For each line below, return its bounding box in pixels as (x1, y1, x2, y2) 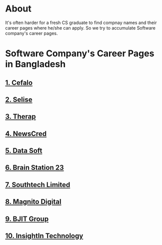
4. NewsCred (5, 129, 46, 138)
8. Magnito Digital (5, 197, 61, 206)
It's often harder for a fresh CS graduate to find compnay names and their (5, 20, 157, 26)
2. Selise (5, 95, 32, 104)
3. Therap (5, 112, 36, 121)
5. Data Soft (5, 146, 42, 155)
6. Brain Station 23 (5, 163, 64, 172)
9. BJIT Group (5, 214, 49, 223)
